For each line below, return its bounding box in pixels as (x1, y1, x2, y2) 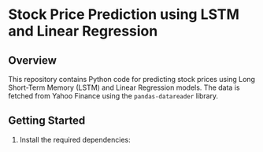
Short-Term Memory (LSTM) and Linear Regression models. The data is (8, 83, 240, 92)
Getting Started (8, 114, 86, 128)
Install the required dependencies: (19, 135, 131, 144)
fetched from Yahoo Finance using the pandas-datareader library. (8, 91, 219, 100)
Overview (8, 54, 57, 67)
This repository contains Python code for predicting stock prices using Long (8, 75, 256, 83)
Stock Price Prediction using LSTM (8, 6, 240, 24)
